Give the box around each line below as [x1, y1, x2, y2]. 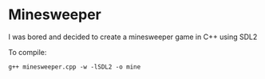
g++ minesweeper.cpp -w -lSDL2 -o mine [8, 62, 141, 71]
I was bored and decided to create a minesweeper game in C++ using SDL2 [8, 32, 258, 41]
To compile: [8, 47, 47, 57]
